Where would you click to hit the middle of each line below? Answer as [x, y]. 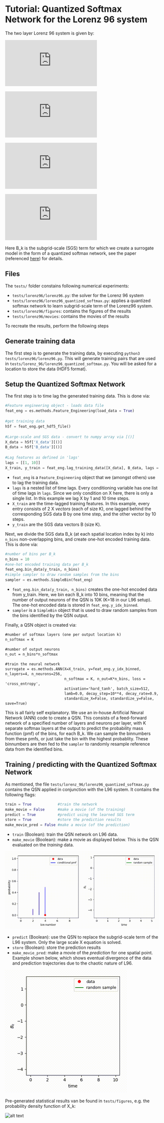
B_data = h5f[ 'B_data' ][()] [34, 447]
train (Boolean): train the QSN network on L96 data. [65, 834]
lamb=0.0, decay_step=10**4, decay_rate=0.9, [112, 694]
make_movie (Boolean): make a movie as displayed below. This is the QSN [85, 840]
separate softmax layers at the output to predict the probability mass [74, 728]
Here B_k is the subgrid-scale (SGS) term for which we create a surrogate [80, 248]
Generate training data [40, 341]
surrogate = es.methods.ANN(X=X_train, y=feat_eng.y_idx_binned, [73, 669]
